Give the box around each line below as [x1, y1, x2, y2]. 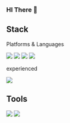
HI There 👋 [6, 5, 38, 14]
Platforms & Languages [6, 40, 65, 47]
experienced [6, 65, 38, 72]
